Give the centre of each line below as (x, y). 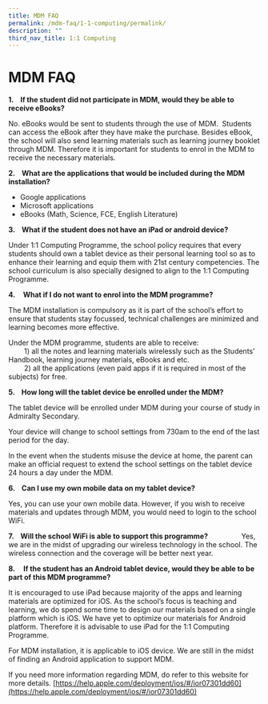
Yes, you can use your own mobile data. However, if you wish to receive (127, 504)
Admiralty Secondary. (44, 416)
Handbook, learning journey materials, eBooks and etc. (99, 360)
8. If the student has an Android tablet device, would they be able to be (132, 569)
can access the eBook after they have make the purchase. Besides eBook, (131, 132)
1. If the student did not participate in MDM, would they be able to (121, 100)
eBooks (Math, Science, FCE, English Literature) (99, 214)
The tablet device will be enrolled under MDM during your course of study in (134, 408)
